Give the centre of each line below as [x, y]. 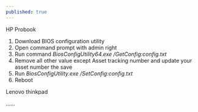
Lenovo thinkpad [27, 91]
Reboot [24, 80]
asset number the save [43, 67]
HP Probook [21, 29]
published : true [26, 12]
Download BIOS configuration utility [60, 41]
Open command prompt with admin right [66, 47]
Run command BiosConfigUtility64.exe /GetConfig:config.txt [90, 54]
